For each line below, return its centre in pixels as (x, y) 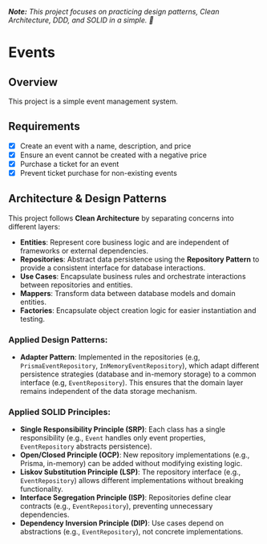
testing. (32, 319)
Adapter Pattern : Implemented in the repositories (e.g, (110, 357)
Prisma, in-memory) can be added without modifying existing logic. (131, 464)
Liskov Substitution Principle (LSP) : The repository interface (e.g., (130, 472)
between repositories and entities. (76, 285)
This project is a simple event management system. (93, 101)
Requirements (44, 126)
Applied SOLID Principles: (59, 412)
